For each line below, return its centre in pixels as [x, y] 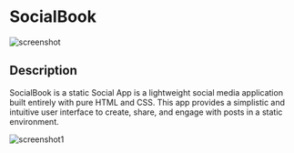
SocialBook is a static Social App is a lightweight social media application [147, 92]
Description [43, 71]
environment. [34, 121]
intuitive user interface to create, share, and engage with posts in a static [146, 112]
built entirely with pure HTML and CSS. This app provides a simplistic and [147, 102]
